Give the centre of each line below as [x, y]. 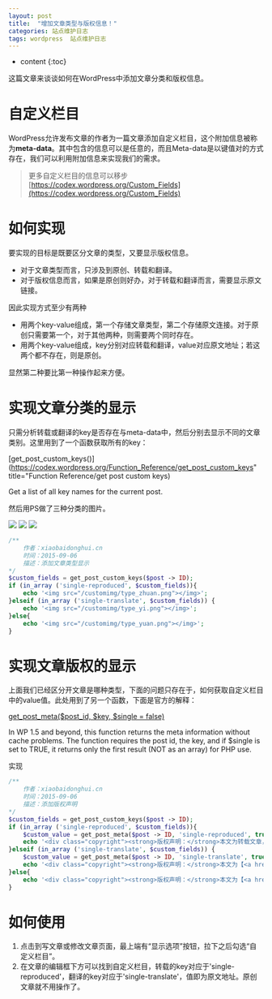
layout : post [30, 16]
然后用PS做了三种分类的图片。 [59, 509]
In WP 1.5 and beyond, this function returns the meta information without [130, 732]
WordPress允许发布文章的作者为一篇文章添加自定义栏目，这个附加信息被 [130, 138]
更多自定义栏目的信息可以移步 [78, 176]
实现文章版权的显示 [72, 666]
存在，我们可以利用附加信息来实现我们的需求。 [86, 158]
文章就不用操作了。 [52, 987]
